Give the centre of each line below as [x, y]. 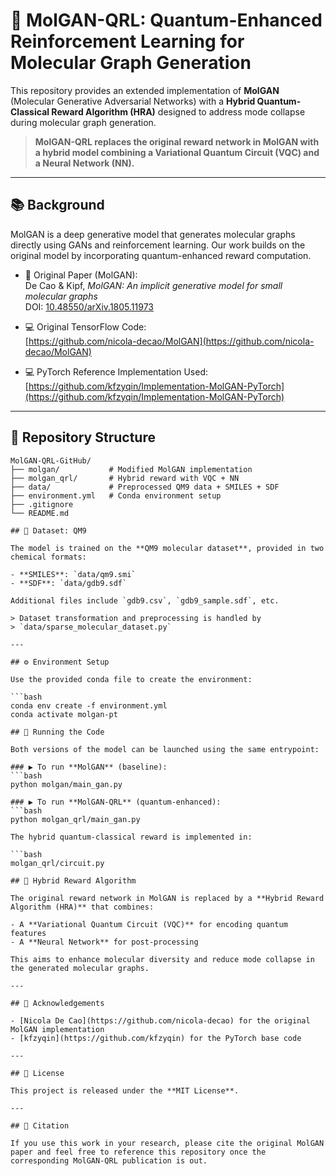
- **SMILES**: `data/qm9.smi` [73, 574]
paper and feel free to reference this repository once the [138, 1152]
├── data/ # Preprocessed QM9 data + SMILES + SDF [145, 487]
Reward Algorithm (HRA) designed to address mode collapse [178, 111]
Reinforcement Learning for [127, 41]
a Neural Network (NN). [84, 163]
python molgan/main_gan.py [66, 784]
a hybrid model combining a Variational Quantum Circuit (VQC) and [177, 152]
